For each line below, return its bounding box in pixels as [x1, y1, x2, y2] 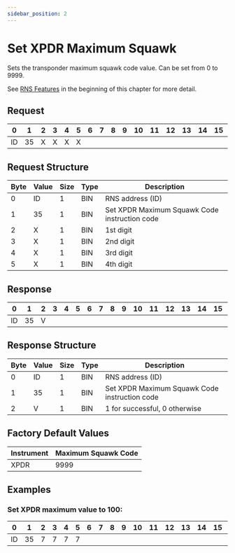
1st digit [104, 225, 132, 235]
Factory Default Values [7, 428, 110, 440]
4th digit [104, 260, 133, 269]
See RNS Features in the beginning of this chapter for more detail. [7, 85, 197, 93]
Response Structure [7, 339, 97, 351]
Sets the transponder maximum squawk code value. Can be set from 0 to [7, 64, 218, 72]
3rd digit [104, 248, 133, 258]
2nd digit [104, 237, 135, 246]
